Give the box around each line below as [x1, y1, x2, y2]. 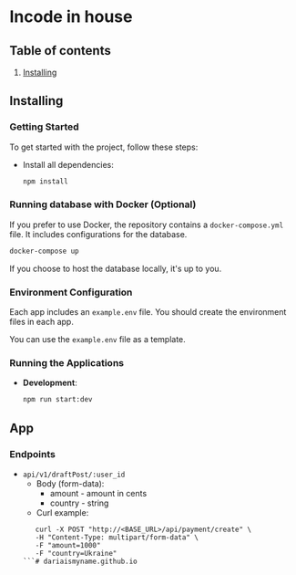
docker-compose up [9, 246, 79, 256]
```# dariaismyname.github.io [22, 557, 138, 566]
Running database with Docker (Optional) [9, 198, 197, 211]
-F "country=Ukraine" [35, 549, 117, 558]
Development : [22, 377, 77, 389]
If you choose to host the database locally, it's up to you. [9, 263, 222, 274]
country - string [49, 497, 109, 508]
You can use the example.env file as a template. [9, 334, 187, 345]
